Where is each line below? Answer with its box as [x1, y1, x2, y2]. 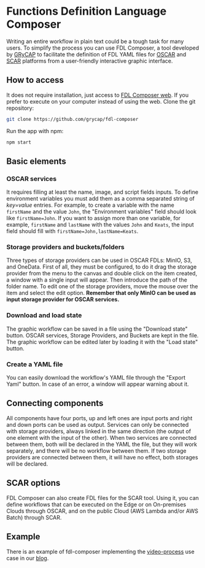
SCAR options [6, 478, 61, 488]
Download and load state [6, 311, 82, 320]
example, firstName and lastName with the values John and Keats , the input [6, 221, 195, 228]
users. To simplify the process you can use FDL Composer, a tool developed [6, 44, 199, 52]
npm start [6, 139, 32, 145]
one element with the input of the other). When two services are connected [6, 434, 197, 441]
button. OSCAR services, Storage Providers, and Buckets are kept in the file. [6, 331, 199, 339]
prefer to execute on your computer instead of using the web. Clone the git [6, 98, 196, 105]
